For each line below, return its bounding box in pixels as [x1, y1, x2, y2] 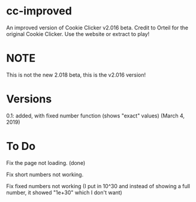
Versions [6, 92, 52, 106]
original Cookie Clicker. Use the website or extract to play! [6, 30, 150, 37]
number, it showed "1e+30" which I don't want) [6, 189, 123, 196]
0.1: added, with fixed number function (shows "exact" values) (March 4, [6, 112, 185, 119]
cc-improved [6, 4, 72, 18]
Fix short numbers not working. [6, 171, 84, 178]
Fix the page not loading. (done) [6, 159, 86, 166]
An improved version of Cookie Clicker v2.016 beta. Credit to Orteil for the [6, 24, 189, 31]
